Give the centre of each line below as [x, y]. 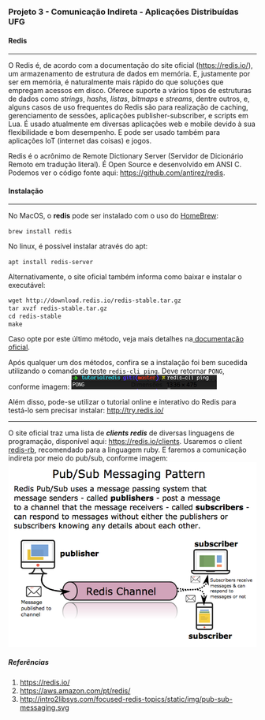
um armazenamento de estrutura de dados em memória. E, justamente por [129, 74]
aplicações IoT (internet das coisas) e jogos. [80, 141]
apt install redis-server [50, 263]
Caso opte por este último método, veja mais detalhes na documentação [126, 339]
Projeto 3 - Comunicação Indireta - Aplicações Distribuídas [123, 12]
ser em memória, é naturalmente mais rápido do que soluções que [116, 82]
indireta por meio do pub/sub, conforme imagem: [88, 458]
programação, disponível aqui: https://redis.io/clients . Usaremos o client [125, 442]
